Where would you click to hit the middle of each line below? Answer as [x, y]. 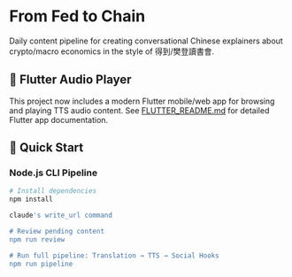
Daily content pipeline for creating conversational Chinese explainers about [146, 41]
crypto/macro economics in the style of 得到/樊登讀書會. [112, 51]
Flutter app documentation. [59, 119]
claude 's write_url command [61, 215]
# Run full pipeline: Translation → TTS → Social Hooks [114, 255]
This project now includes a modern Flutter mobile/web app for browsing [142, 101]
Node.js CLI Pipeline [54, 173]
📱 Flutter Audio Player [70, 80]
